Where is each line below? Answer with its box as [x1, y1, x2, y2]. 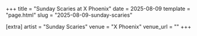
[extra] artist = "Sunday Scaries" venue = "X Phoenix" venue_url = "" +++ [6, 23, 191, 30]
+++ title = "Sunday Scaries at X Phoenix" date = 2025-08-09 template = [6, 5, 191, 12]
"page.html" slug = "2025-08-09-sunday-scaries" [6, 11, 133, 19]
